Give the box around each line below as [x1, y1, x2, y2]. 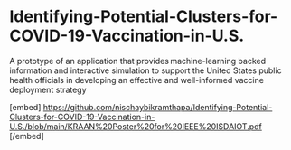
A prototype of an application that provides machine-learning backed [9, 55, 267, 66]
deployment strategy [9, 84, 88, 95]
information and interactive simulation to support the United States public [9, 65, 282, 76]
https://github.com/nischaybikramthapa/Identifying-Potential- [42, 101, 273, 112]
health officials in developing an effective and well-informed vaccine [9, 74, 265, 85]
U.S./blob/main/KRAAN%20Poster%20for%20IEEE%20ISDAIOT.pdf [9, 120, 262, 132]
